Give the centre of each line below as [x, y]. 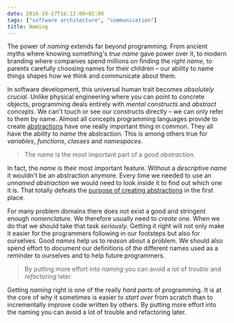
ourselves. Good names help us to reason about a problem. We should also [115, 241]
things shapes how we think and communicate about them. [92, 76]
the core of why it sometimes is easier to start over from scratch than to [110, 297]
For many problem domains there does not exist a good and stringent [107, 211]
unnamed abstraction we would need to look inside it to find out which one [115, 183]
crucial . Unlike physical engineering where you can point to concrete [106, 97]
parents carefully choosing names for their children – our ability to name [111, 69]
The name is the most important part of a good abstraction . [110, 155]
